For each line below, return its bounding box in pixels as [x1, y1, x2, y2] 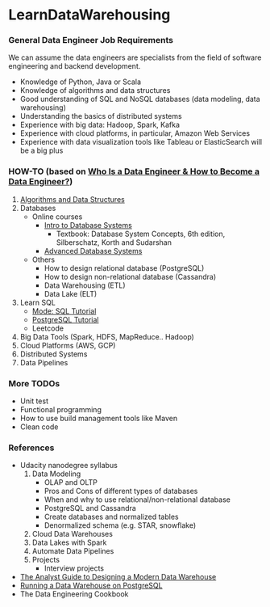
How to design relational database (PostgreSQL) [44, 263, 205, 272]
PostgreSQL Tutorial [31, 314, 99, 324]
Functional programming [19, 405, 102, 415]
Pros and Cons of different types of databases [44, 487, 198, 496]
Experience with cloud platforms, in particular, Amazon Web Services [19, 129, 251, 138]
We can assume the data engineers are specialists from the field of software [8, 53, 262, 62]
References [8, 442, 55, 453]
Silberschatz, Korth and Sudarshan [56, 237, 172, 247]
